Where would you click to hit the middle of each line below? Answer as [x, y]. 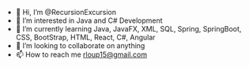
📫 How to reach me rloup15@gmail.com [81, 54]
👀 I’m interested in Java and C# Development [89, 20]
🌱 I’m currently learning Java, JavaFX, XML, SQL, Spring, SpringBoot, [128, 29]
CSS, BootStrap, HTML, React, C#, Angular [85, 37]
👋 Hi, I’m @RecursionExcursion [66, 12]
